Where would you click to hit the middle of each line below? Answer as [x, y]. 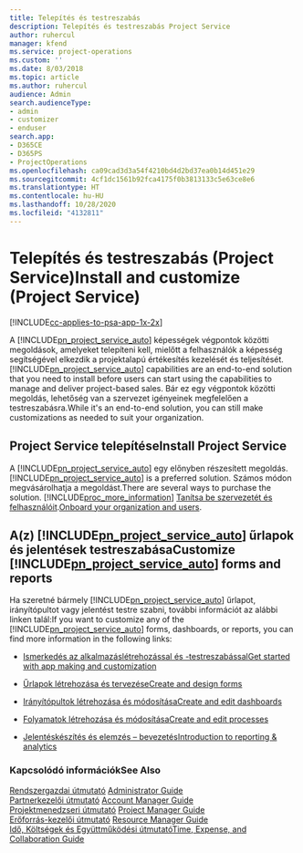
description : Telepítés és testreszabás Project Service [120, 26]
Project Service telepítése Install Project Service [148, 447]
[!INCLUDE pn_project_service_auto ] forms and [145, 563]
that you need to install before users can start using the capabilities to [141, 379]
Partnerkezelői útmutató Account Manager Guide [102, 800]
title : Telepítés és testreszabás [75, 18]
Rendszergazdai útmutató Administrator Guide [96, 790]
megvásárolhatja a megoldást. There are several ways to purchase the [141, 487]
